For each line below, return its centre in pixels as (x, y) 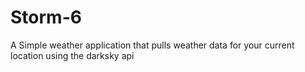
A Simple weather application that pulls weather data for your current (152, 45)
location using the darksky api (72, 55)
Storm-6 (46, 17)
